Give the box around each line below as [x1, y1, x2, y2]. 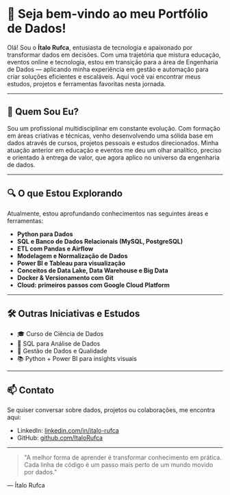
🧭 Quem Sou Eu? [7, 106, 79, 118]
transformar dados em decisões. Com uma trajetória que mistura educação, [7, 51, 221, 59]
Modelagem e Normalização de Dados [16, 251, 128, 259]
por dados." [23, 468, 57, 477]
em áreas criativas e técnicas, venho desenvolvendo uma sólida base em [7, 131, 214, 140]
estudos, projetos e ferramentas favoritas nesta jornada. [7, 79, 166, 88]
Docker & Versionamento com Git [16, 273, 114, 281]
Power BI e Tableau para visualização [16, 259, 125, 267]
